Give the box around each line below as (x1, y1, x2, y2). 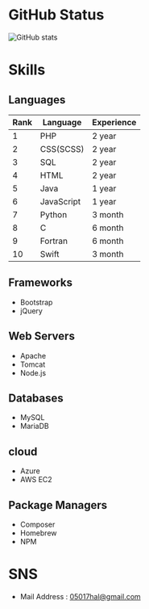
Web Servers (8, 330, 75, 343)
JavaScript (39, 195, 81, 207)
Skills (8, 61, 46, 79)
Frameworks (8, 276, 73, 290)
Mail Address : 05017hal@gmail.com (19, 591, 141, 601)
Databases (8, 391, 64, 405)
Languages (8, 93, 66, 107)
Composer (19, 519, 56, 529)
